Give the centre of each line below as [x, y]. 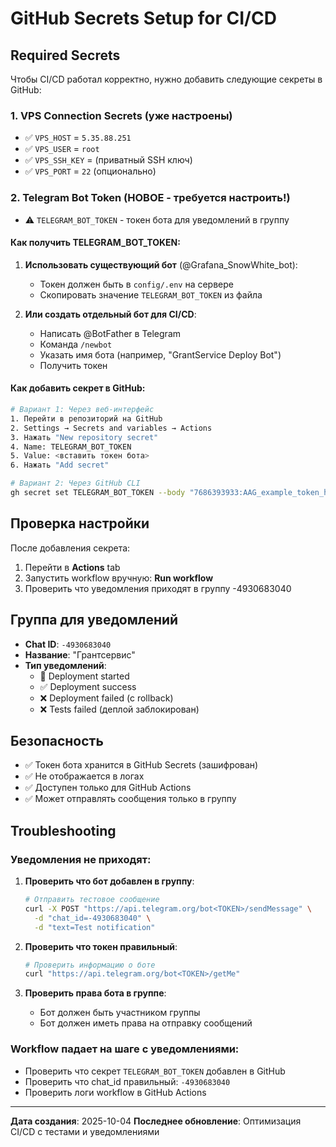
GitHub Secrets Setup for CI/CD [143, 18]
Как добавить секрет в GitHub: [78, 388]
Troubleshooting [63, 830]
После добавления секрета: [70, 548]
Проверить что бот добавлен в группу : [109, 881]
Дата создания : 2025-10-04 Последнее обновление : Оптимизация [156, 1121]
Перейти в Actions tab [72, 567]
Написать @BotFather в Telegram [110, 333]
